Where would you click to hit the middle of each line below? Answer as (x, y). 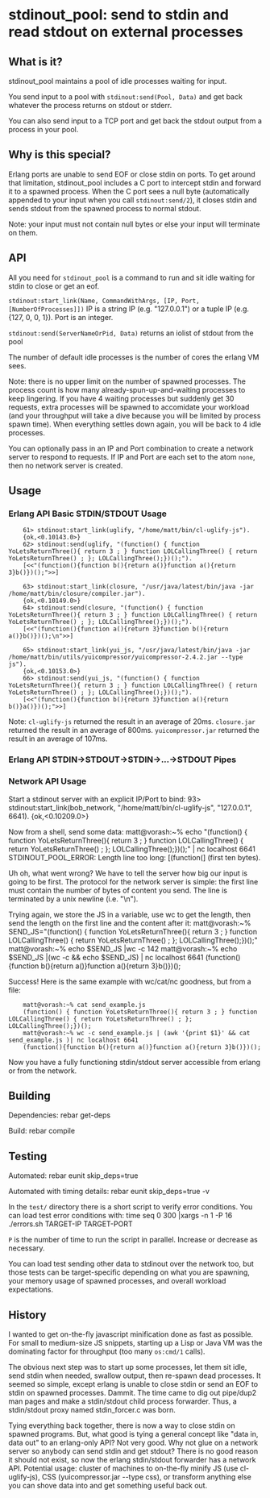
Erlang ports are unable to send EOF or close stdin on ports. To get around (132, 174)
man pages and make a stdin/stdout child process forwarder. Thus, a (123, 1401)
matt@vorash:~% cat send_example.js (85, 1005)
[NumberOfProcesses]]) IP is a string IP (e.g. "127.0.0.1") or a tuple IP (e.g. (129, 309)
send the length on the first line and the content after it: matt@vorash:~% (130, 923)
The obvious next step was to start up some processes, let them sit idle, (128, 1367)
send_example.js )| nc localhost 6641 (73, 1040)
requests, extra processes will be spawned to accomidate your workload (129, 407)
